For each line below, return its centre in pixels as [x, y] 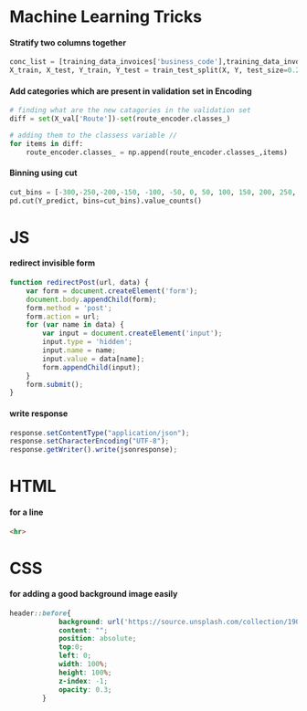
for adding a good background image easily [94, 594]
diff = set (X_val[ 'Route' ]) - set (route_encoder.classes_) [120, 119]
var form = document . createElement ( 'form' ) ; [112, 291]
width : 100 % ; [83, 664]
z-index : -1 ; [83, 681]
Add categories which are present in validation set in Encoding [131, 91]
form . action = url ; [63, 317]
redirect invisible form [53, 263]
